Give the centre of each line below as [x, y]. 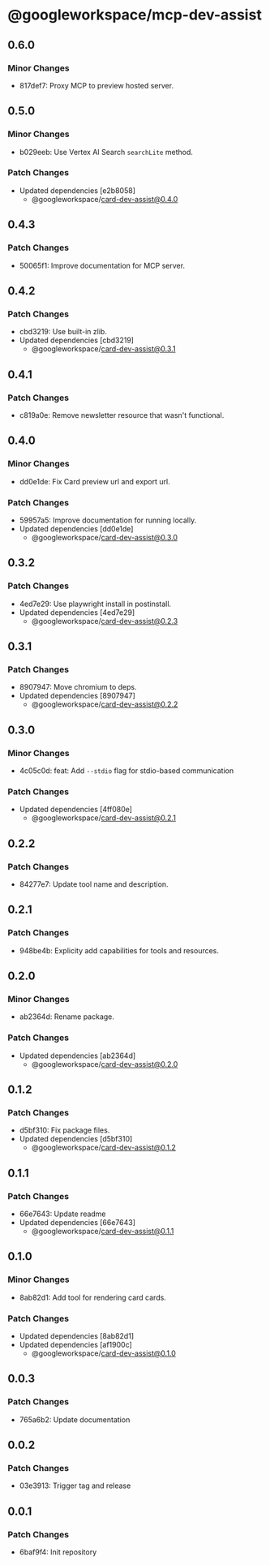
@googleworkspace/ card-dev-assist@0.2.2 [105, 704]
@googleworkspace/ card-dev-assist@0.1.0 [103, 1353]
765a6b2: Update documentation [75, 1419]
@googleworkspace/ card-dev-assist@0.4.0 [105, 199]
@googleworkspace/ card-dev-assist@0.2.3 [105, 621]
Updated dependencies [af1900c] [76, 1344]
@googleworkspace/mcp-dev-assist [135, 15]
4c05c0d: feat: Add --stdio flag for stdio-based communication [126, 770]
